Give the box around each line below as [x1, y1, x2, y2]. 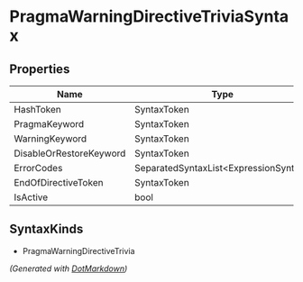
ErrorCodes [14, 162, 63, 174]
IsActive [14, 191, 49, 204]
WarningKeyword [14, 132, 87, 145]
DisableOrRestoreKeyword [14, 147, 126, 159]
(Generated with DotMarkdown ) [9, 263, 128, 274]
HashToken [14, 104, 61, 115]
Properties [9, 61, 70, 77]
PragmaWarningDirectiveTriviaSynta [9, 6, 289, 27]
